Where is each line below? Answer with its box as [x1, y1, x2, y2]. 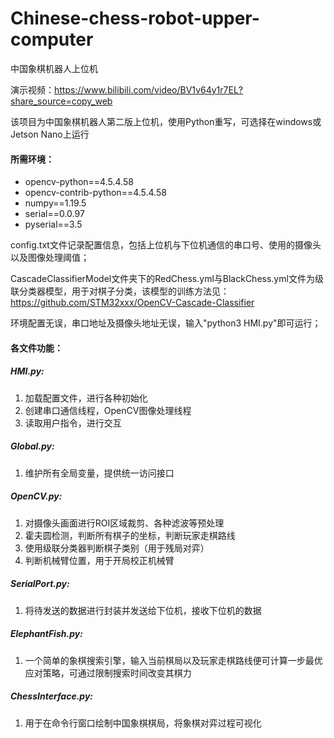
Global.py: [10, 440, 55, 452]
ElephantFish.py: [10, 628, 83, 640]
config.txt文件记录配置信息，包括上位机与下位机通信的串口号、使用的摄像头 [10, 239, 322, 251]
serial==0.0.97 [24, 208, 85, 220]
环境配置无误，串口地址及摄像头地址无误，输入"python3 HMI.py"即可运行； [10, 317, 322, 329]
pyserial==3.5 [24, 218, 83, 231]
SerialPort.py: [10, 578, 70, 590]
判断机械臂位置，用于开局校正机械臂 [24, 554, 175, 566]
